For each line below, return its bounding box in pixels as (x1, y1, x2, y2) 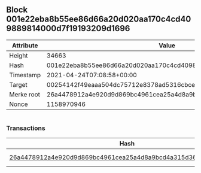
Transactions (6, 124, 46, 132)
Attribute (11, 41, 38, 50)
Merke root (9, 90, 41, 98)
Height (9, 51, 28, 59)
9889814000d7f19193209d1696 (6, 23, 130, 34)
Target (9, 80, 28, 89)
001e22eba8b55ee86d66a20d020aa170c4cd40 (6, 14, 191, 25)
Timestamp (9, 71, 41, 79)
